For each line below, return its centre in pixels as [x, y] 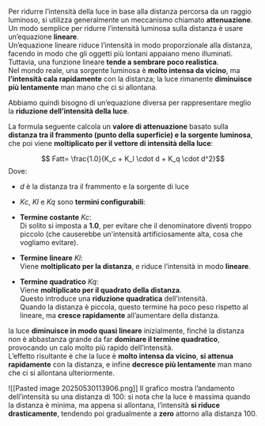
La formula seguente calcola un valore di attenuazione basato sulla [118, 127]
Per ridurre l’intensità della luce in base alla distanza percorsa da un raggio [130, 12]
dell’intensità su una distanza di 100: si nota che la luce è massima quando [129, 397]
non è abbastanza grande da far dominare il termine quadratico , [114, 339]
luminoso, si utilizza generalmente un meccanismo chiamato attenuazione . [131, 20]
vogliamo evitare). [49, 242]
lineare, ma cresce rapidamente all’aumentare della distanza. [119, 315]
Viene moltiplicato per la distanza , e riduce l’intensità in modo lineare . [135, 266]
